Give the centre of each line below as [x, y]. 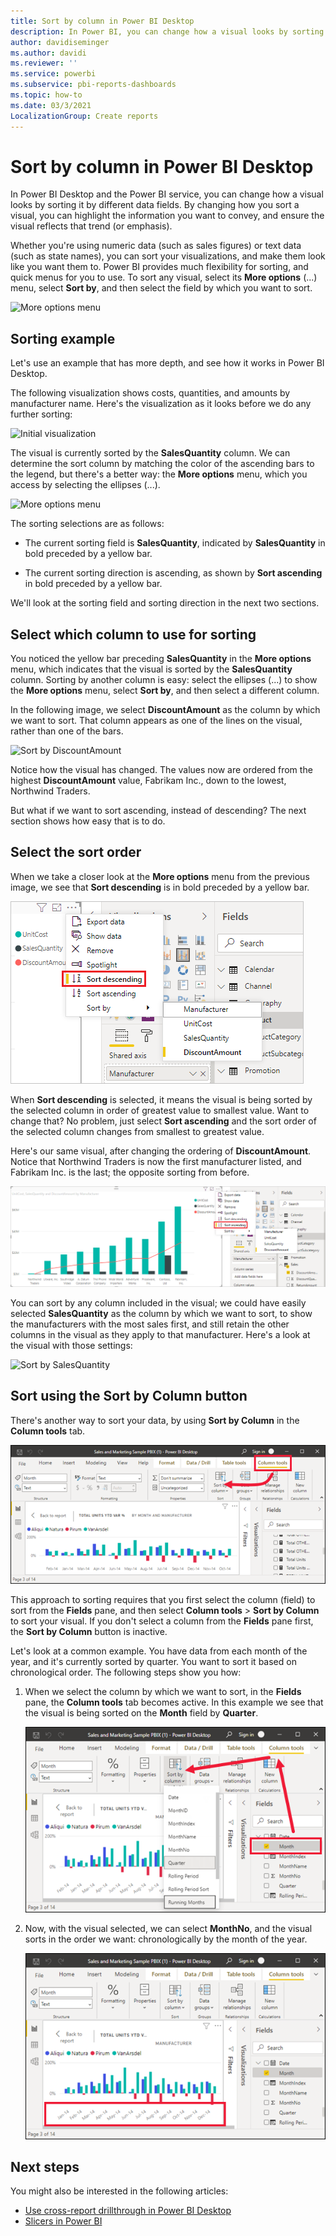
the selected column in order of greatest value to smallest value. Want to [160, 1110]
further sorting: [41, 414]
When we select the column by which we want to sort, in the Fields [163, 1691]
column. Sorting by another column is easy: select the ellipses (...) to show [164, 680]
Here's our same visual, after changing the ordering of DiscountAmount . [161, 1151]
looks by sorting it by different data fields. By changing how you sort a [155, 205]
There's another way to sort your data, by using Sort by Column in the [155, 1420]
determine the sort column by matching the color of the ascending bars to [162, 464]
